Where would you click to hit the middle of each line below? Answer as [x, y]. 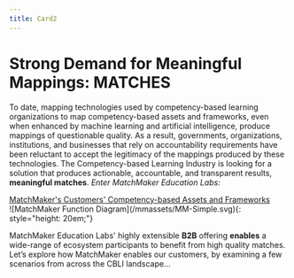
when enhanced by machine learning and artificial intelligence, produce [140, 126]
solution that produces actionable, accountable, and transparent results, [141, 173]
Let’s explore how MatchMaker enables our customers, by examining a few [146, 254]
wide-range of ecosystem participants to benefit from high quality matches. [147, 244]
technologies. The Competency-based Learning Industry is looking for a [141, 163]
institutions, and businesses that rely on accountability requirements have [143, 144]
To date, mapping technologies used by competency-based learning [134, 107]
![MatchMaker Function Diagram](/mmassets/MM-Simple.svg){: [125, 209]
